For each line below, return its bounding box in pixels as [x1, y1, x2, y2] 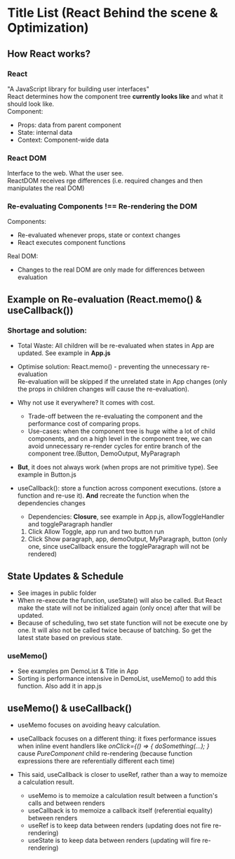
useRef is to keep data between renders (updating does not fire [27, 821, 212, 830]
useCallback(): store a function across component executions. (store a [17, 484, 222, 493]
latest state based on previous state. [17, 633, 123, 641]
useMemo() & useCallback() [7, 702, 132, 714]
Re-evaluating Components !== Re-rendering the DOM [7, 201, 198, 211]
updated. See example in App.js [17, 349, 111, 357]
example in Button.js [17, 470, 77, 479]
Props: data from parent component [17, 121, 121, 129]
